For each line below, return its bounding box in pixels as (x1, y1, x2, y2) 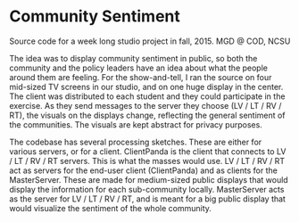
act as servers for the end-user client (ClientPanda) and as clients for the (9, 165, 278, 176)
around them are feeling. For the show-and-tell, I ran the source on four (9, 71, 272, 82)
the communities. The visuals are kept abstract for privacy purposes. (9, 119, 263, 130)
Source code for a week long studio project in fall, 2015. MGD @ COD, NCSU (9, 36, 291, 46)
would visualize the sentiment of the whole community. (9, 202, 212, 213)
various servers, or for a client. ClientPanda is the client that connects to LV (9, 145, 287, 157)
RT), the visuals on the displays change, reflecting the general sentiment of (9, 110, 286, 120)
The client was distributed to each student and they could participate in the (9, 91, 286, 102)
